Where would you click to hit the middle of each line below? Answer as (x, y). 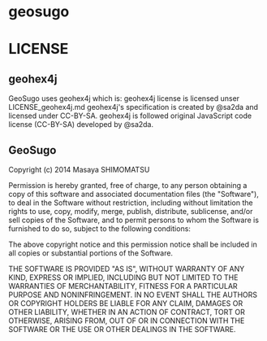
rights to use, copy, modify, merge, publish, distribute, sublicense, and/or (131, 211)
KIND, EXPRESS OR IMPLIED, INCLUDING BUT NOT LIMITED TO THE (123, 278)
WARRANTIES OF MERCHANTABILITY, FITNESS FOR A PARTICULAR (123, 286)
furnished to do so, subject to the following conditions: (99, 229)
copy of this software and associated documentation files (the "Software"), (134, 194)
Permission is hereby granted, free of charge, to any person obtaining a (128, 185)
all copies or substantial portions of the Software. (90, 253)
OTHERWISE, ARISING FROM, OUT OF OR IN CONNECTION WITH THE (127, 321)
